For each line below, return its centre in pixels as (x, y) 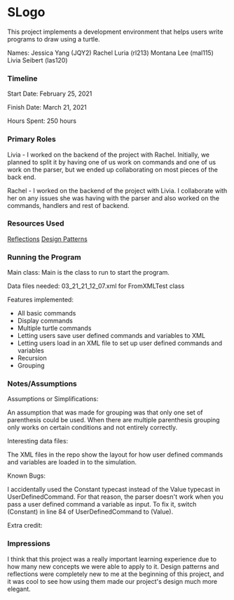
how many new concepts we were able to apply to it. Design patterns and (113, 566)
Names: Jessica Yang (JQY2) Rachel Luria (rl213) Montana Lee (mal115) (110, 53)
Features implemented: (40, 300)
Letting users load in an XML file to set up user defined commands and (120, 343)
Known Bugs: (26, 476)
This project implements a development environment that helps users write (115, 32)
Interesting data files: (38, 441)
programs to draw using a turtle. (54, 39)
